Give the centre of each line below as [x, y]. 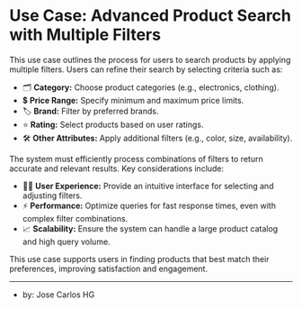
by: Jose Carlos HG [58, 295]
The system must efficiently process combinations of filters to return [136, 159]
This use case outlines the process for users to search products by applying [150, 59]
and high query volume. [66, 241]
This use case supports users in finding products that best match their [139, 259]
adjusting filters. [52, 195]
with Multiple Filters [85, 35]
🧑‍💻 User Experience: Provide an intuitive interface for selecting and [148, 186]
